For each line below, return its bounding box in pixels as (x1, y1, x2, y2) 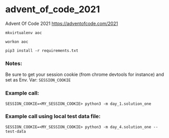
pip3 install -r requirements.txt (5, 48, 79, 53)
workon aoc (5, 39, 29, 44)
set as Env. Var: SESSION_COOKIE (5, 77, 71, 83)
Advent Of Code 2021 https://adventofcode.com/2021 (5, 20, 118, 26)
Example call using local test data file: (5, 113, 101, 120)
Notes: (5, 60, 22, 67)
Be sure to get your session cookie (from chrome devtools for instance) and (5, 71, 164, 77)
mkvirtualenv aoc (5, 30, 42, 35)
